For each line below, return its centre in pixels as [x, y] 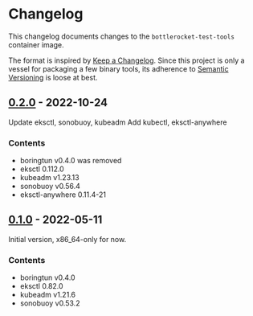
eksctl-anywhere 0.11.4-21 [63, 195]
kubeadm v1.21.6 [48, 295]
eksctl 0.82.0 [41, 286]
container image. [36, 44]
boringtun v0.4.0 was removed [71, 161]
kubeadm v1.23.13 [49, 178]
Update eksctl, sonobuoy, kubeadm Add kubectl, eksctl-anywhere [118, 122]
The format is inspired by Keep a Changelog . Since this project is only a [126, 60]
